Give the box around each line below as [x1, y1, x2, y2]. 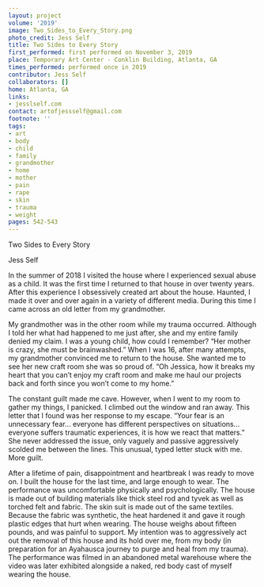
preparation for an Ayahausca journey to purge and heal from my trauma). [8, 544, 249, 554]
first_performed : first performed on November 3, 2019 [8, 48, 193, 56]
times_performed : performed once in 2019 [8, 63, 147, 71]
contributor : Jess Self [8, 71, 87, 79]
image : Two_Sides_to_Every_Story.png [8, 26, 133, 34]
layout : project [8, 11, 62, 20]
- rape [8, 188, 30, 197]
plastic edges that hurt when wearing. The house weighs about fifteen [8, 519, 237, 528]
